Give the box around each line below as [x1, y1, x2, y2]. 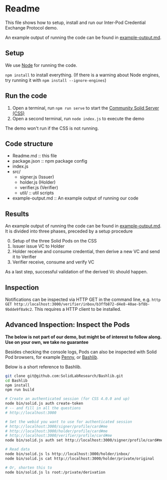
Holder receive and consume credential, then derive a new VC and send [12, 248, 160, 254]
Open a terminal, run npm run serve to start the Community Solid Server [12, 105, 159, 111]
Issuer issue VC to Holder [12, 243, 65, 249]
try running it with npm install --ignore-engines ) [5, 77, 107, 83]
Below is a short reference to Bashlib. [5, 364, 82, 370]
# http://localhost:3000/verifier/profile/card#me [5, 433, 112, 438]
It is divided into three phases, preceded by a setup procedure [5, 228, 133, 235]
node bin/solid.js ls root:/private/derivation [5, 470, 106, 475]
